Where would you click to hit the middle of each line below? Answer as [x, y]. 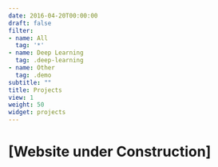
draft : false [30, 23]
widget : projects [37, 113]
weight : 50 [26, 105]
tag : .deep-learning [50, 61]
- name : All [28, 38]
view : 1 [21, 97]
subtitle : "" [30, 82]
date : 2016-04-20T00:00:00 [53, 16]
